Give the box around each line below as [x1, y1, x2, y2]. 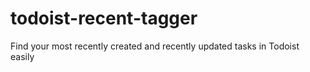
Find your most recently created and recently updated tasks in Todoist [10, 40, 300, 52]
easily [10, 50, 35, 62]
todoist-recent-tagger [10, 7, 198, 30]
